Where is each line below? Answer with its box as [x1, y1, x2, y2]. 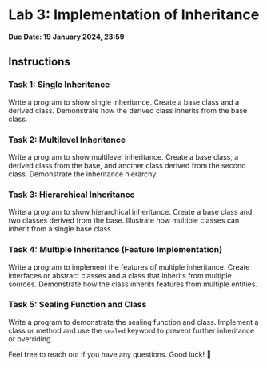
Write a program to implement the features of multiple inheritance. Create [8, 262, 250, 272]
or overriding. [8, 333, 54, 344]
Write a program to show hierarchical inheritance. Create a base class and [8, 207, 253, 217]
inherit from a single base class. [8, 224, 114, 234]
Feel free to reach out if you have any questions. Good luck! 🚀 [8, 349, 212, 359]
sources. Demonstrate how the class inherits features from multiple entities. [8, 279, 258, 289]
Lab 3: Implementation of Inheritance [8, 6, 260, 24]
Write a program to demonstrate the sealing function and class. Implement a [8, 317, 259, 326]
